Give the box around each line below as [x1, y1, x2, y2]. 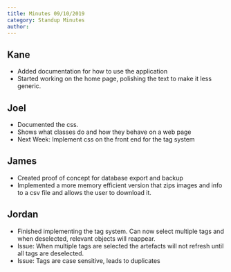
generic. [17, 82, 41, 90]
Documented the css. [17, 121, 79, 128]
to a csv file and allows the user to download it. [17, 188, 152, 196]
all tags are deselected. [17, 249, 84, 257]
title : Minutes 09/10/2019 [7, 10, 85, 17]
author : [7, 23, 30, 30]
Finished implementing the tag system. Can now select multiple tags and [17, 227, 225, 235]
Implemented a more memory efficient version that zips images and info [17, 181, 223, 189]
